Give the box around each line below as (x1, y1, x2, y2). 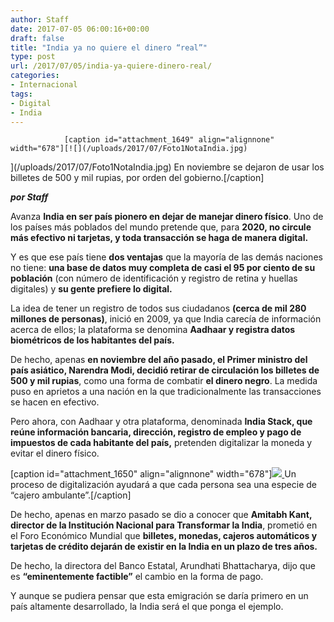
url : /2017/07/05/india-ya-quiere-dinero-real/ (10, 61, 213, 71)
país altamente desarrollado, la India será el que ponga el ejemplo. (10, 601, 284, 613)
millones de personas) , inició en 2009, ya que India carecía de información (10, 313, 322, 325)
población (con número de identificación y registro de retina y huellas (10, 272, 298, 285)
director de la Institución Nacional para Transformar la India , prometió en (10, 519, 318, 531)
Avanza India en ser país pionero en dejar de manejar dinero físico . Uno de (10, 211, 324, 223)
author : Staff (10, 14, 70, 25)
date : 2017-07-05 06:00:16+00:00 (10, 24, 150, 34)
